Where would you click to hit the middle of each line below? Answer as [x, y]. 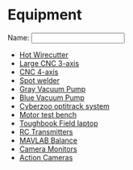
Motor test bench [48, 114]
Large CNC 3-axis [49, 63]
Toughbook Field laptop [58, 123]
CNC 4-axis [39, 72]
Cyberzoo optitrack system [64, 106]
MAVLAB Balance [48, 140]
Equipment [45, 15]
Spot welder [39, 80]
